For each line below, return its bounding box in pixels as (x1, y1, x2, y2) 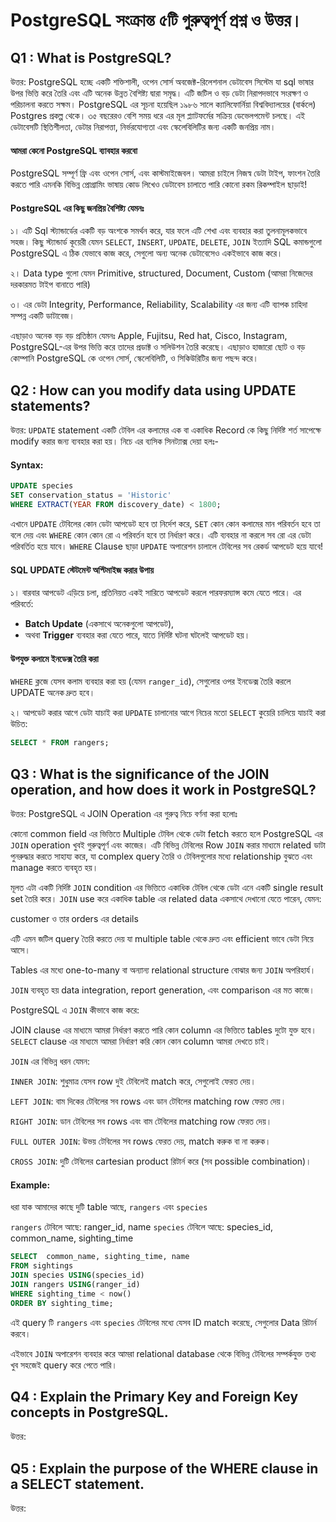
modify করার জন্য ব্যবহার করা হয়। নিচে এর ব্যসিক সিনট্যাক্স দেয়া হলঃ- (10, 435, 220, 448)
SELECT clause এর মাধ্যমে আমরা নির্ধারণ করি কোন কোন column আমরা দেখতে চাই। (10, 1035, 271, 1048)
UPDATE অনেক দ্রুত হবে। (10, 687, 96, 699)
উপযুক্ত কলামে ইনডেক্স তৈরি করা (10, 652, 99, 664)
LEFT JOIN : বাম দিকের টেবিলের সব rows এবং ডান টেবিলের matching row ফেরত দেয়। (10, 1095, 287, 1108)
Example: (10, 1179, 51, 1191)
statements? (10, 397, 91, 414)
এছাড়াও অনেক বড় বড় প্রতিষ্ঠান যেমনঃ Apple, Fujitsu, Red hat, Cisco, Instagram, (10, 330, 288, 342)
